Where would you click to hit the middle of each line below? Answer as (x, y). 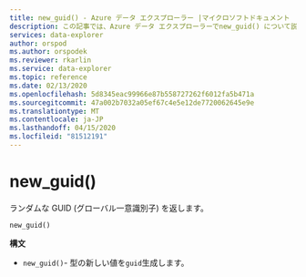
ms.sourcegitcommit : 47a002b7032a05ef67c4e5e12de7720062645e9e (132, 103)
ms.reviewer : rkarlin (51, 60)
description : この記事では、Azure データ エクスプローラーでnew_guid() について (150, 26)
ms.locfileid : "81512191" (58, 137)
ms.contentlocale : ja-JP (56, 119)
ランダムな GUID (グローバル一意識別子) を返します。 (109, 208)
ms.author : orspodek (49, 52)
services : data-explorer (56, 35)
